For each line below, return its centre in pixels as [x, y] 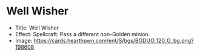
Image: [24, 40]
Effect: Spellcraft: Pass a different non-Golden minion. [82, 34]
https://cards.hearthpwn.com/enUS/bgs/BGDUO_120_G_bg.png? [114, 40]
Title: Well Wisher [37, 28]
